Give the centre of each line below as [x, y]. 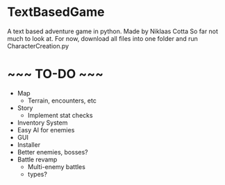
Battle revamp [37, 159]
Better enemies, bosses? [52, 152]
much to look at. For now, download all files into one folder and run [102, 38]
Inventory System [42, 123]
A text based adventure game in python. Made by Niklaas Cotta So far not [113, 31]
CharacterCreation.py [38, 46]
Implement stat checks [60, 115]
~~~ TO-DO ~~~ [56, 74]
